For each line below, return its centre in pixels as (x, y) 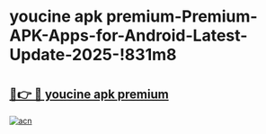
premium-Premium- (182, 17)
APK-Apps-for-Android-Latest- (129, 36)
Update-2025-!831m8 (93, 55)
